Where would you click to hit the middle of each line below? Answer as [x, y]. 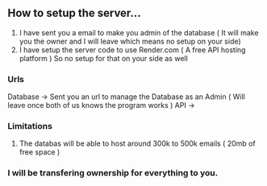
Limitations [30, 126]
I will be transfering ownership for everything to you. [113, 173]
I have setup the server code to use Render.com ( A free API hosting [132, 50]
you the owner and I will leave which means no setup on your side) [130, 41]
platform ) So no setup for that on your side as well [104, 58]
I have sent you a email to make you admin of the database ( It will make [139, 32]
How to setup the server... [75, 13]
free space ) [40, 152]
